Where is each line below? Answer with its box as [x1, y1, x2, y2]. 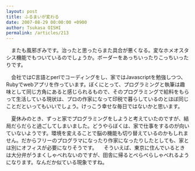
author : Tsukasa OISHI [6, 24, 61, 31]
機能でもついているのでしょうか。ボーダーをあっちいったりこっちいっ [16, 54, 184, 61]
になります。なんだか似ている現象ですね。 [6, 159, 108, 166]
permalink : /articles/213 [6, 30, 69, 36]
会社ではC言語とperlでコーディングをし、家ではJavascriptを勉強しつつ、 [10, 74, 186, 81]
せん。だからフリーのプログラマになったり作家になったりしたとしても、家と [6, 137, 189, 144]
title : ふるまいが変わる [6, 14, 59, 20]
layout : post [6, 8, 38, 15]
